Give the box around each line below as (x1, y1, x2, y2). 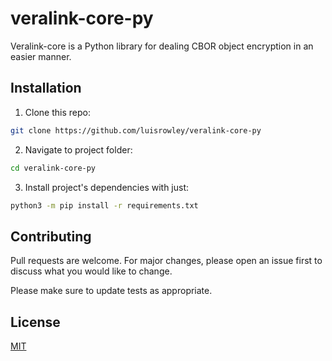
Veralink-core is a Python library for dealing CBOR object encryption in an (10, 40, 314, 52)
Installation (10, 80, 82, 97)
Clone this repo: (24, 106, 91, 118)
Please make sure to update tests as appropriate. (10, 285, 213, 297)
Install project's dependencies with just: (24, 181, 190, 193)
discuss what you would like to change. (10, 265, 173, 277)
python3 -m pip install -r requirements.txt (10, 200, 199, 211)
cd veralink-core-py (10, 163, 97, 173)
